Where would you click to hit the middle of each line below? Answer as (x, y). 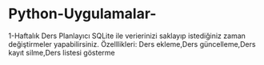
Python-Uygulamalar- (82, 14)
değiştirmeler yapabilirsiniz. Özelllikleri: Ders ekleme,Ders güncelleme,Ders (132, 44)
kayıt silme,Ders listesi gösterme (62, 52)
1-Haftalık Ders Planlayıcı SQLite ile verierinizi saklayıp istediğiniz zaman (127, 36)
